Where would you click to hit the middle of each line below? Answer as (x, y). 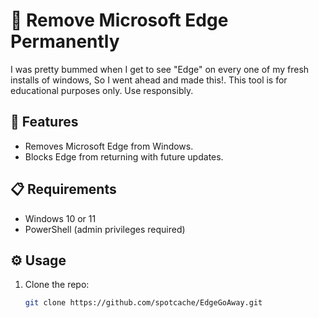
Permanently (65, 41)
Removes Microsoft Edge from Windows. (109, 146)
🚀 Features (44, 122)
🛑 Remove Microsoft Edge (119, 20)
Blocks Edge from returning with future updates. (124, 156)
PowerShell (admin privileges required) (105, 229)
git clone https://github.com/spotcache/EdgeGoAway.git (143, 303)
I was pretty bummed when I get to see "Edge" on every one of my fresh (160, 69)
